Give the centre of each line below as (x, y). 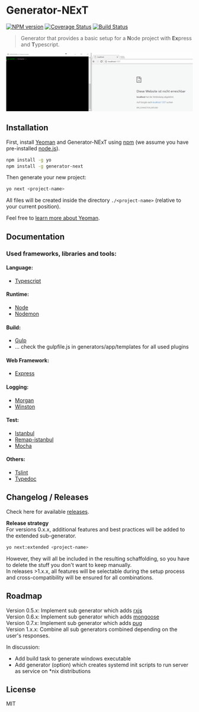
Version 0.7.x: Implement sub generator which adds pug (74, 623)
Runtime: (18, 294)
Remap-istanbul (34, 439)
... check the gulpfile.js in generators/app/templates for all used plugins (102, 347)
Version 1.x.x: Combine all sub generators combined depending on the (92, 629)
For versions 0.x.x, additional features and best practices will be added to (96, 529)
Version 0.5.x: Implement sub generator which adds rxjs (74, 610)
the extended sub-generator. (41, 536)
